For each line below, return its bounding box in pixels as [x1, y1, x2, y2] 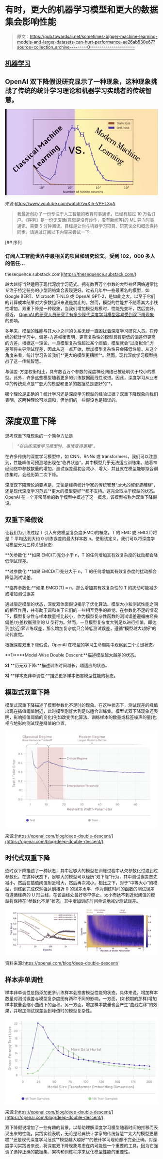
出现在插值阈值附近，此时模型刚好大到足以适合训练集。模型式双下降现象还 [5, 708, 154, 714]
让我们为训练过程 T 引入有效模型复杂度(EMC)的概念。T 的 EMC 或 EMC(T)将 [5, 529, 158, 535]
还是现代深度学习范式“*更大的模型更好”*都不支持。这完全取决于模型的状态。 [5, 488, 158, 494]
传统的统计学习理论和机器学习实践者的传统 [17, 86, 146, 95]
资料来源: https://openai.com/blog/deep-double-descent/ [5, 960, 119, 966]
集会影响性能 [5, 16, 57, 28]
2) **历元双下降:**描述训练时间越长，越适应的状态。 [5, 662, 110, 668]
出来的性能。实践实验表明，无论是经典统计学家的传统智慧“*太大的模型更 [9, 1131, 154, 1137]
